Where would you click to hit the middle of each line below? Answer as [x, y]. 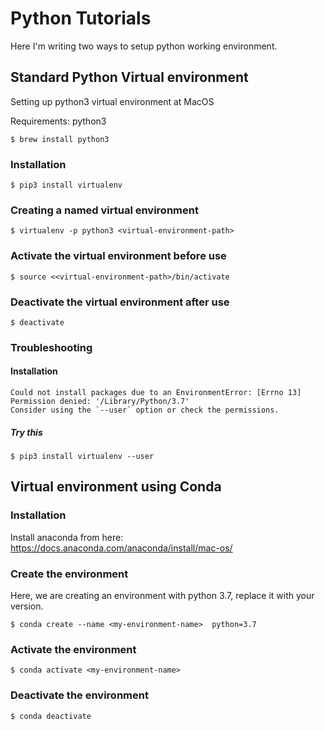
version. [27, 606]
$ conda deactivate [51, 716]
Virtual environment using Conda [116, 487]
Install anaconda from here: [67, 537]
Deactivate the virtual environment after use [120, 302]
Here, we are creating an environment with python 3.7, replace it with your [162, 596]
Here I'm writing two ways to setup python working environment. [144, 46]
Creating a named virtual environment [104, 210]
